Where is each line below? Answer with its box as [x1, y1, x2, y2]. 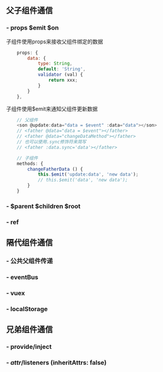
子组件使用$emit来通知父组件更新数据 [6, 105, 98, 112]
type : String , [37, 61, 73, 67]
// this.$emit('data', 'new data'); [37, 177, 128, 183]
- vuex [6, 289, 25, 297]
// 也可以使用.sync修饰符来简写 [17, 139, 87, 145]
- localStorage [6, 305, 48, 313]
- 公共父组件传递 [6, 257, 53, 265]
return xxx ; [48, 77, 78, 83]
